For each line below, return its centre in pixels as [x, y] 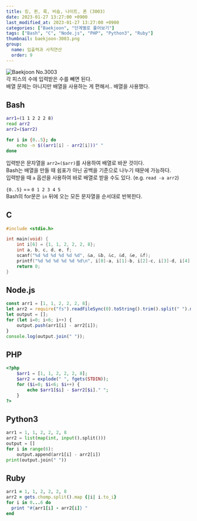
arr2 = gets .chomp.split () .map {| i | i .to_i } [61, 497]
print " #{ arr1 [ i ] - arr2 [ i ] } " [50, 508]
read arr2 [18, 124]
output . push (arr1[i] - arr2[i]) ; [57, 325]
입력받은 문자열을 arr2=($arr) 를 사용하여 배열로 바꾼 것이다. [75, 163]
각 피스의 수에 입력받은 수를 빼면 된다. [49, 79]
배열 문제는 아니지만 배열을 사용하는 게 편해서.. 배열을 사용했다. [78, 86]
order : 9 [22, 55]
